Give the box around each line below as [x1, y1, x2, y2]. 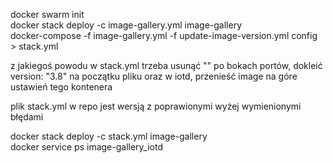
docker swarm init [10, 9, 85, 20]
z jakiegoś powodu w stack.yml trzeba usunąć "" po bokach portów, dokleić [10, 60, 323, 71]
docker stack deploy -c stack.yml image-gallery [10, 130, 208, 142]
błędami [10, 111, 44, 123]
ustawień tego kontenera [10, 81, 113, 93]
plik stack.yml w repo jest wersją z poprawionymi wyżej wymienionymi [10, 100, 302, 112]
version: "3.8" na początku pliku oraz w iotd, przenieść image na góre [10, 70, 298, 82]
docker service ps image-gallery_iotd [10, 141, 164, 153]
